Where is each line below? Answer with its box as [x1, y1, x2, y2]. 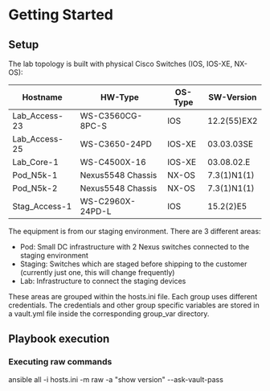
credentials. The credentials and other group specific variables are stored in [8, 300, 260, 310]
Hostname [22, 92, 63, 102]
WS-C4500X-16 [80, 157, 146, 167]
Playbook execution [8, 332, 110, 346]
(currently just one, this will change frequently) [19, 268, 175, 277]
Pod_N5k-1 [12, 170, 58, 180]
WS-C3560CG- [80, 110, 143, 121]
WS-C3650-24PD [80, 138, 153, 150]
